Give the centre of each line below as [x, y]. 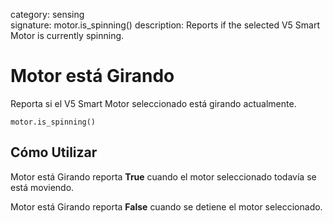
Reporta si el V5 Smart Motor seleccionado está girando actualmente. [153, 103]
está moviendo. [42, 187]
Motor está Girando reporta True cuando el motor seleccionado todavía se [163, 176]
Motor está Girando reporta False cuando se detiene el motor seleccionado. [166, 206]
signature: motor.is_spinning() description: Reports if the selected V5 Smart [165, 25]
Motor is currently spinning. [67, 35]
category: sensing [47, 14]
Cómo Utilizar [54, 152]
